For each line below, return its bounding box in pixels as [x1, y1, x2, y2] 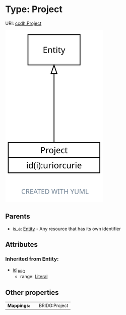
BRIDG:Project [38, 302, 69, 308]
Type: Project [5, 4, 63, 15]
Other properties [5, 288, 59, 297]
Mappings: [7, 302, 30, 308]
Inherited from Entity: [5, 255, 59, 262]
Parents [5, 212, 30, 221]
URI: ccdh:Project [5, 20, 42, 26]
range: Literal [20, 274, 48, 280]
